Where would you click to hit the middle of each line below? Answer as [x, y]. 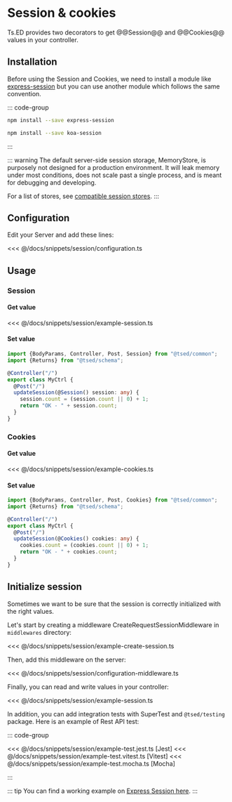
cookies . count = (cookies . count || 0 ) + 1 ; [84, 546]
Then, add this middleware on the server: [67, 659]
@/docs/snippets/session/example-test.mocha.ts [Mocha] [91, 763]
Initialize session [45, 587]
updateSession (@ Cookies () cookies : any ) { [76, 539]
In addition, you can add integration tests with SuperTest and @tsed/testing [116, 714]
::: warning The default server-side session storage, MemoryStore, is [107, 160]
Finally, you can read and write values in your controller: [88, 687]
